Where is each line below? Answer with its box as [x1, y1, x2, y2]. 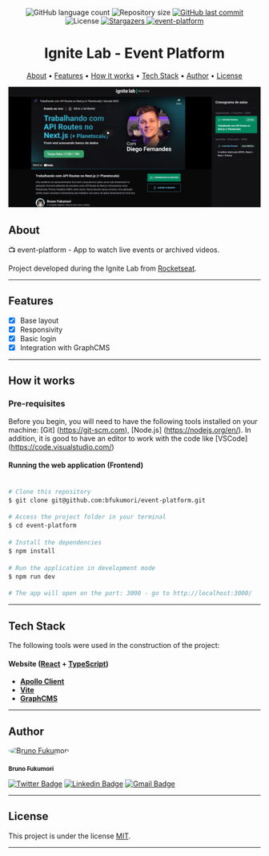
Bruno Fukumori [8, 764, 54, 772]
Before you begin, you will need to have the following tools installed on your [8, 416, 258, 426]
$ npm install [8, 547, 56, 555]
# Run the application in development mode [8, 564, 156, 572]
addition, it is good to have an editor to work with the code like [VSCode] [8, 434, 248, 443]
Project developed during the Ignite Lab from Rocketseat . [8, 263, 198, 273]
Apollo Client [19, 677, 65, 687]
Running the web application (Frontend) [8, 460, 144, 470]
